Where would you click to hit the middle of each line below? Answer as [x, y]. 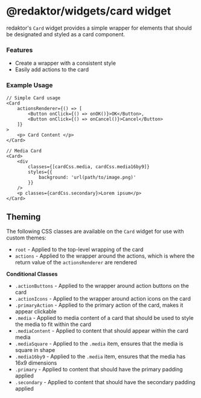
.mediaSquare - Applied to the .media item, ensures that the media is [99, 344]
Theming [24, 217]
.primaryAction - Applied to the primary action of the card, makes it [99, 305]
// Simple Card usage [33, 98]
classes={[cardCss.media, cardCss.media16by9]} [89, 167]
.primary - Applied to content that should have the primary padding [99, 370]
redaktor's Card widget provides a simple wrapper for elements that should [99, 28]
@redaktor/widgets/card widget [89, 11]
